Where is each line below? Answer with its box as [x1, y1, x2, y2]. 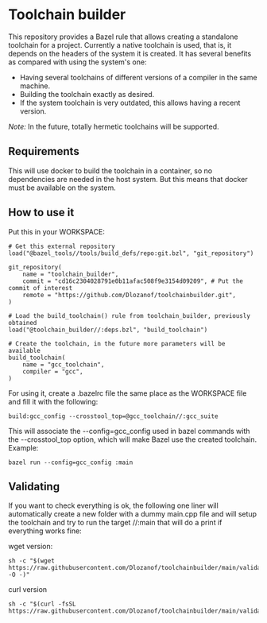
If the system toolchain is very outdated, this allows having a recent [19, 98, 241, 107]
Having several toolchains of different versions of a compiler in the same [19, 72, 257, 82]
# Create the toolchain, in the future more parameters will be [8, 339, 226, 347]
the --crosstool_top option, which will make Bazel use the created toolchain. [8, 435, 257, 444]
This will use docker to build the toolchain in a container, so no [8, 165, 213, 176]
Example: [8, 443, 39, 452]
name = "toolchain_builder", [22, 270, 119, 278]
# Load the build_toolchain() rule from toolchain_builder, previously [8, 311, 250, 319]
